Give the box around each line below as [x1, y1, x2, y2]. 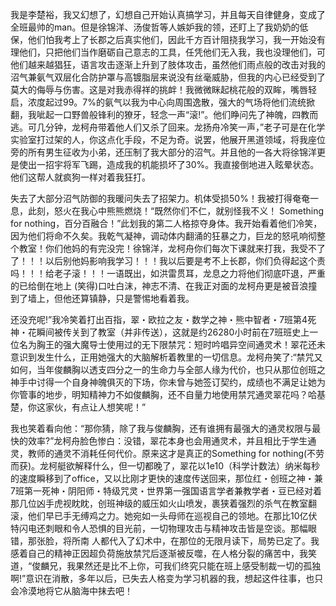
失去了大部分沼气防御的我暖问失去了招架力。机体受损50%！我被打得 [10, 193, 293, 204]
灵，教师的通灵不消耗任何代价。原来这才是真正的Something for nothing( [10, 448, 308, 459]
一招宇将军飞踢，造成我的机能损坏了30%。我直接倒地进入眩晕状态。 [36, 159, 320, 170]
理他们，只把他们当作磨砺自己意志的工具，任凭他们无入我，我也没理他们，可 [10, 46, 326, 58]
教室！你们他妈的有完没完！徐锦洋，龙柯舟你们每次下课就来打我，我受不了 [18, 243, 326, 254]
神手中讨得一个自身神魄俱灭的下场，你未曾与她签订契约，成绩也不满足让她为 [10, 376, 326, 388]
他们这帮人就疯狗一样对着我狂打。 [10, 171, 151, 183]
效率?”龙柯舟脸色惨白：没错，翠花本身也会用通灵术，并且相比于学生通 [27, 435, 317, 447]
